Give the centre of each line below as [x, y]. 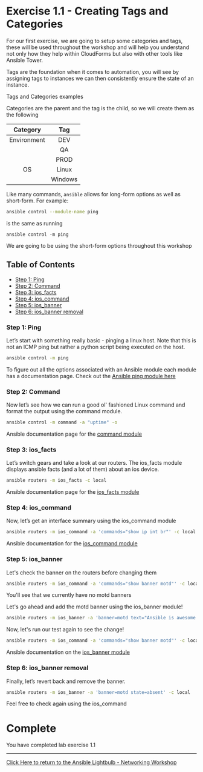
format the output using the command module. [64, 411]
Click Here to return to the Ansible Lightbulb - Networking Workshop [92, 762]
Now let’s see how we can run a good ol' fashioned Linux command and [96, 405]
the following [22, 115]
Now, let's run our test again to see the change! [65, 630]
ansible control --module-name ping [52, 211]
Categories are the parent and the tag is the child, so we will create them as [100, 108]
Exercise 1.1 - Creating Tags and [87, 11]
